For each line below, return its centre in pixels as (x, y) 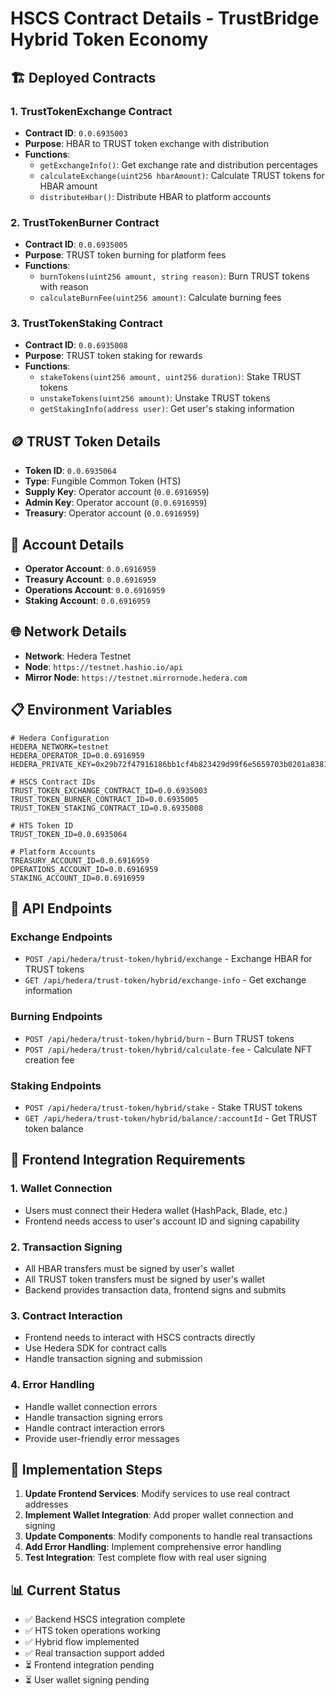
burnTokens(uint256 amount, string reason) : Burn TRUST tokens (174, 276)
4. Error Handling (52, 1385)
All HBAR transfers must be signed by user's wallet (129, 1268)
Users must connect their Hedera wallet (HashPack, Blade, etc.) (156, 1210)
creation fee (49, 1059)
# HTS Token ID (42, 825)
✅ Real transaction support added (94, 1653)
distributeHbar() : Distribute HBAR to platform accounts (155, 196)
